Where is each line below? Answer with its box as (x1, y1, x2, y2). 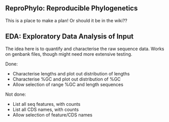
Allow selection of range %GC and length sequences (12, 81, 123, 88)
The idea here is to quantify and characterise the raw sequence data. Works (5, 46, 164, 52)
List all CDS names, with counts (12, 106, 79, 112)
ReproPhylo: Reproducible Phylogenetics (5, 4, 138, 13)
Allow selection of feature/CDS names (12, 111, 93, 118)
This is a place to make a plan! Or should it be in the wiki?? (5, 17, 128, 23)
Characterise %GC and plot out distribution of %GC (12, 76, 121, 82)
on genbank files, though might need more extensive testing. (5, 51, 132, 57)
